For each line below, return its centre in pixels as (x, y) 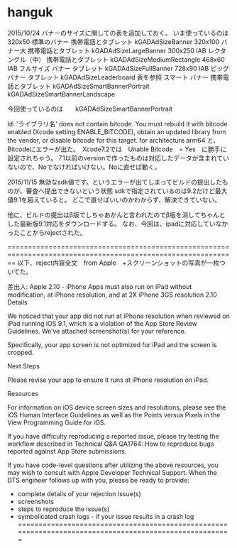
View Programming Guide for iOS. (57, 422)
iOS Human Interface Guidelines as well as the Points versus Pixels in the (114, 415)
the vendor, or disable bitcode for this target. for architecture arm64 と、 (114, 140)
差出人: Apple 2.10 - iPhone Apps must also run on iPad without (100, 286)
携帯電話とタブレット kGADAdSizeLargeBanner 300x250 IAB (117, 50)
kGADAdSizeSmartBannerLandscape (61, 94)
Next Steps (24, 366)
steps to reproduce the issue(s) (64, 509)
